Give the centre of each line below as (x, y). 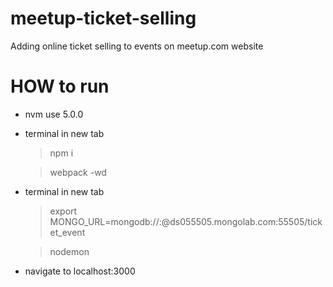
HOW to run (60, 86)
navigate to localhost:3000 (80, 271)
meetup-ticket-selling (103, 18)
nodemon (69, 251)
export (63, 211)
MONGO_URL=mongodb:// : (105, 221)
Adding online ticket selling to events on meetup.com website (137, 46)
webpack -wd (78, 172)
